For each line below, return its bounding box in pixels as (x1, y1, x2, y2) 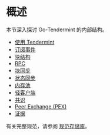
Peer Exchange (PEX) (14, 103, 67, 110)
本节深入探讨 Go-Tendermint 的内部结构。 (6, 26, 108, 33)
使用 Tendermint (14, 38, 55, 45)
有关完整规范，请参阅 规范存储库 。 (6, 122, 90, 130)
